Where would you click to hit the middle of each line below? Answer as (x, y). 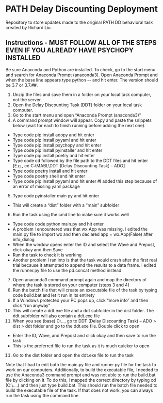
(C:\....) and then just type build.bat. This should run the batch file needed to (81, 385)
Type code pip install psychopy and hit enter (57, 145)
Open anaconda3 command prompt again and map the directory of (80, 279)
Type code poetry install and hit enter (50, 171)
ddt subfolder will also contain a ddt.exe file (56, 316)
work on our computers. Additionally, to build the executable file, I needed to (82, 370)
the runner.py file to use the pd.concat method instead (67, 270)
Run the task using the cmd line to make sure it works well (71, 214)
